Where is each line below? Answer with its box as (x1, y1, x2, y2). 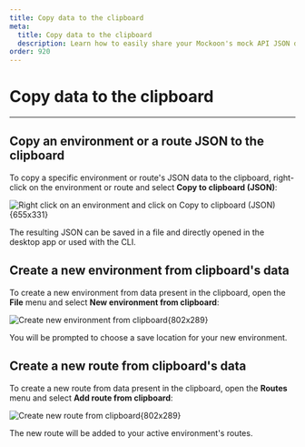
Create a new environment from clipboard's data (9, 263, 290, 279)
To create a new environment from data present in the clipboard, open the (9, 287, 286, 298)
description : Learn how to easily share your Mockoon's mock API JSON (17, 38, 290, 48)
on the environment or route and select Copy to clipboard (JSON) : (28, 181, 278, 192)
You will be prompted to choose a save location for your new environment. (9, 331, 288, 342)
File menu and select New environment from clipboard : (9, 297, 220, 308)
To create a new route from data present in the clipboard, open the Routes (9, 382, 288, 393)
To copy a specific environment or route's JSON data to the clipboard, (9, 172, 271, 183)
